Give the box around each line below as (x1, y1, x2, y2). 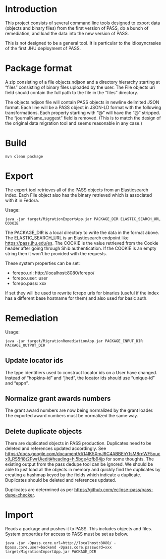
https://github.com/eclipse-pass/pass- (74, 487, 154, 493)
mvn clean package (5, 154, 43, 159)
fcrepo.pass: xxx (12, 280, 47, 286)
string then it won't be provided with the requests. (5, 250, 108, 256)
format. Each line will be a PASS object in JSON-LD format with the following (5, 104, 162, 110)
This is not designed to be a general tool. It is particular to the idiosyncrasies (5, 40, 161, 46)
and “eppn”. (5, 380, 29, 386)
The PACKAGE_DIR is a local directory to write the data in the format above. (5, 229, 160, 235)
